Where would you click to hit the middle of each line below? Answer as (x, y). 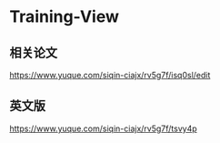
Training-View (65, 17)
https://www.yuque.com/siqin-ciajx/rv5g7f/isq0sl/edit (110, 75)
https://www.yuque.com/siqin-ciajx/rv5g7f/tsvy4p (103, 128)
